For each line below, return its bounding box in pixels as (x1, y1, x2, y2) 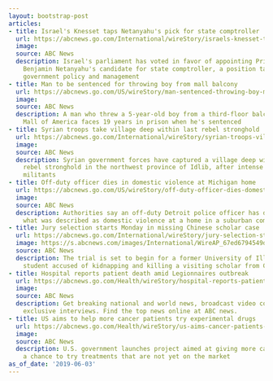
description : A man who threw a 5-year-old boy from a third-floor (15, 111, 249, 119)
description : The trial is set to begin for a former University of (15, 254, 253, 262)
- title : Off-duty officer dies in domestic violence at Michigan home (8, 178, 256, 187)
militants (23, 171, 57, 179)
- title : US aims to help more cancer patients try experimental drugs (8, 314, 256, 322)
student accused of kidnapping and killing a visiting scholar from (23, 261, 260, 269)
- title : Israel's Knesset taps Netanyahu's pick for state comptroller (8, 27, 260, 35)
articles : (8, 20, 42, 28)
